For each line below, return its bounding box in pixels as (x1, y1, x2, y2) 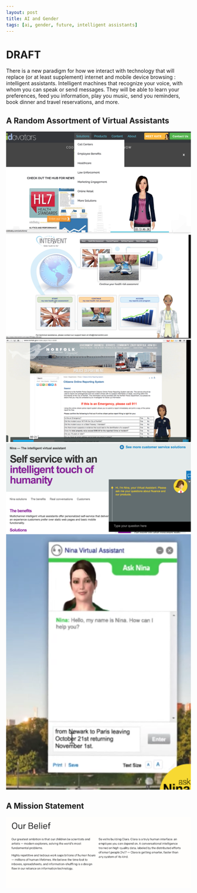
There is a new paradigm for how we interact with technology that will (6, 68, 175, 75)
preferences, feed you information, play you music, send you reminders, (6, 92, 181, 99)
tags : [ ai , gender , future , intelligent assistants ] (6, 22, 138, 28)
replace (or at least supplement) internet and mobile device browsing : (6, 73, 176, 81)
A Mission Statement (6, 801, 84, 811)
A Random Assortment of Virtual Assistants (6, 115, 169, 126)
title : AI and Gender (6, 15, 59, 22)
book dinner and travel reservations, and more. (6, 99, 120, 106)
